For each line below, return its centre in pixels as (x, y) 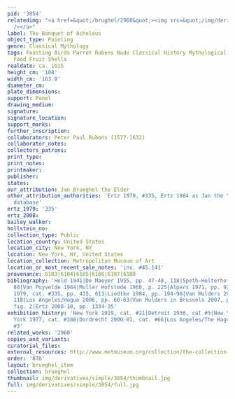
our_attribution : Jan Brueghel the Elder (69, 190)
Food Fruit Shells (41, 59)
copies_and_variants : (39, 339)
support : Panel (29, 99)
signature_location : (37, 118)
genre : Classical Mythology (48, 46)
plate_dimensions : (34, 92)
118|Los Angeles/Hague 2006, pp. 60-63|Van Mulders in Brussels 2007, (119, 300)
